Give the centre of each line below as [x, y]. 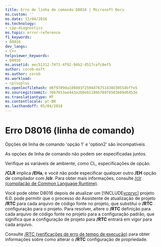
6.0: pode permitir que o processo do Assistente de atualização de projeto [80, 198]
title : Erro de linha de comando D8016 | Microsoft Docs [65, 10]
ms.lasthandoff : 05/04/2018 [34, 106]
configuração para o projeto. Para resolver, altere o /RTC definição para [78, 208]
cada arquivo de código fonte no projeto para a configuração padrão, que [80, 214]
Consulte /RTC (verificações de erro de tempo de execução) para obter [78, 234]
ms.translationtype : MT [30, 97]
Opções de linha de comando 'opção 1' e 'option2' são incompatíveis [75, 144]
